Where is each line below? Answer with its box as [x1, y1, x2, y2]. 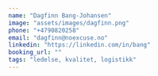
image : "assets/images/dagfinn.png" [8, 19, 129, 27]
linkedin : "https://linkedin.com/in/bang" [8, 41, 151, 49]
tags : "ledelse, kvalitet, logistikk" [8, 56, 137, 64]
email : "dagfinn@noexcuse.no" [8, 33, 109, 42]
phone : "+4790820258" [8, 26, 80, 34]
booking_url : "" [8, 48, 62, 56]
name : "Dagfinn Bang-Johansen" [8, 11, 112, 20]
